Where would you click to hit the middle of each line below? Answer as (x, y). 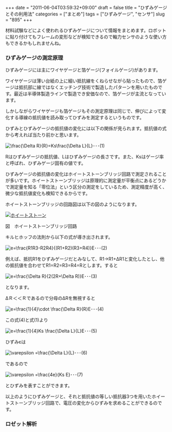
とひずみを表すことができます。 (39, 386)
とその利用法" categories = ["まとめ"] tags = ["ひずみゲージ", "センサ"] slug (85, 14)
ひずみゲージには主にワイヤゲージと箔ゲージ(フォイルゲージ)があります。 (83, 70)
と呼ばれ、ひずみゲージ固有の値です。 (46, 163)
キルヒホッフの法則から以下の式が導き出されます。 (59, 237)
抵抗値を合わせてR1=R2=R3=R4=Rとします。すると (64, 265)
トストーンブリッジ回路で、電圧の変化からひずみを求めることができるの (82, 403)
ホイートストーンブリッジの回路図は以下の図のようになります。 (72, 204)
